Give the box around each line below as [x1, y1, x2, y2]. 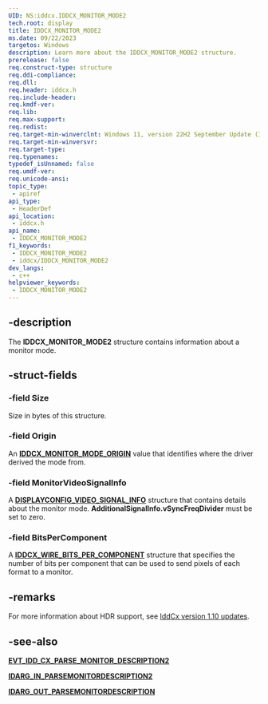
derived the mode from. [8, 457, 86, 467]
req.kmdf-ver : [8, 101, 56, 109]
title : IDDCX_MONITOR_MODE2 [8, 26, 102, 34]
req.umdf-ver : [8, 168, 56, 176]
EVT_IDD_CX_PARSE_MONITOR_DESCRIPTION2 [8, 656, 170, 666]
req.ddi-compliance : [8, 71, 77, 79]
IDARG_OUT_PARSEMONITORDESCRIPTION [8, 687, 156, 697]
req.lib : [8, 109, 37, 117]
